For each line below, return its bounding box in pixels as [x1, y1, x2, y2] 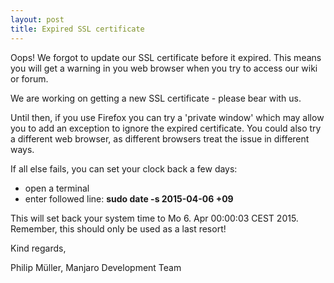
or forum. [10, 72, 49, 85]
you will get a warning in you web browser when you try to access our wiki [10, 62, 318, 74]
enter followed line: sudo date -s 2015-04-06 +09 [24, 192, 234, 205]
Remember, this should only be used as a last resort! [10, 222, 227, 235]
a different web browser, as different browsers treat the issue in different [10, 132, 310, 145]
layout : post [10, 14, 65, 25]
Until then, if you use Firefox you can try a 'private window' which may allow [10, 111, 325, 123]
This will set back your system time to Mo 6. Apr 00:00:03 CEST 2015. [10, 212, 299, 224]
